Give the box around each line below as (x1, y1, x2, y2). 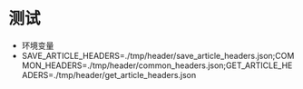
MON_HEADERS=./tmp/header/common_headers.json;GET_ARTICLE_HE (21, 60, 293, 71)
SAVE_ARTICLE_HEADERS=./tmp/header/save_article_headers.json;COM (21, 50, 295, 61)
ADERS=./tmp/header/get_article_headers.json (21, 69, 197, 80)
